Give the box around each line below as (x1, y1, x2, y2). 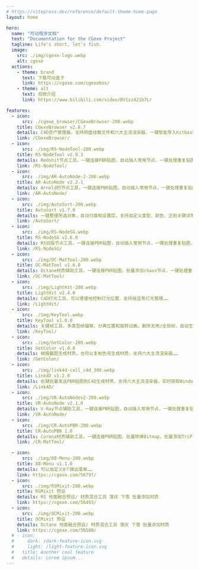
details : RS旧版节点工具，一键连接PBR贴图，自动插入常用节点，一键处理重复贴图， (17, 240, 195, 246)
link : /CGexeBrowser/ (17, 135, 70, 141)
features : (6, 108, 31, 114)
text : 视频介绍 (21, 92, 56, 97)
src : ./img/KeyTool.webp (21, 312, 84, 318)
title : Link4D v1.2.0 (17, 373, 70, 379)
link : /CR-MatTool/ (17, 439, 65, 445)
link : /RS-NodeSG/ (17, 245, 62, 251)
